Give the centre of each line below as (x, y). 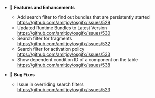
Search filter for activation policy (51, 49)
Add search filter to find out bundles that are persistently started (83, 17)
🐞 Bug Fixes (22, 75)
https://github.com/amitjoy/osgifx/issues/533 (64, 54)
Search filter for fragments (45, 38)
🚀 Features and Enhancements (42, 8)
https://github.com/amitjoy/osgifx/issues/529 (64, 23)
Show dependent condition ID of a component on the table (78, 60)
